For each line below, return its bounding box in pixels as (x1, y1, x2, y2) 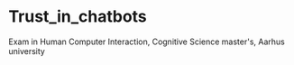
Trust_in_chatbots (8, 6, 148, 27)
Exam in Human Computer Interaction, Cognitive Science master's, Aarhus (8, 36, 285, 47)
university (8, 45, 46, 56)
